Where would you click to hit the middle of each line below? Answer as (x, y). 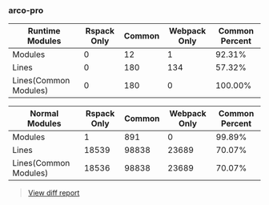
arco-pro (26, 10)
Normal (44, 114)
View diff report (54, 193)
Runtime (44, 31)
